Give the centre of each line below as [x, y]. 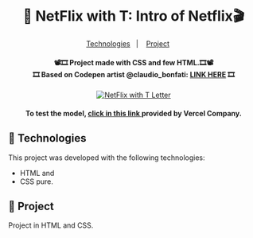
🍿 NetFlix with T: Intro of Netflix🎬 [134, 16]
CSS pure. [37, 181]
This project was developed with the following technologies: [107, 158]
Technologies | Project [128, 43]
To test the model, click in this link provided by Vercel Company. [134, 113]
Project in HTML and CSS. [51, 225]
